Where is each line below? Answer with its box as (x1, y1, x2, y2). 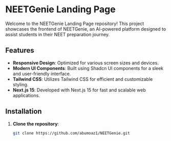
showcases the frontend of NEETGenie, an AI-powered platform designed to (5, 26, 166, 32)
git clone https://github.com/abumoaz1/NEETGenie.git (12, 130, 130, 136)
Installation (5, 107, 42, 116)
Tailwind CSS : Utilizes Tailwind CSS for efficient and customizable (12, 76, 153, 82)
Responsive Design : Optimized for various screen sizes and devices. (12, 60, 159, 66)
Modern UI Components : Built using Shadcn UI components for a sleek (12, 65, 164, 71)
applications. (12, 92, 40, 98)
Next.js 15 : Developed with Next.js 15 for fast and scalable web (12, 87, 146, 93)
